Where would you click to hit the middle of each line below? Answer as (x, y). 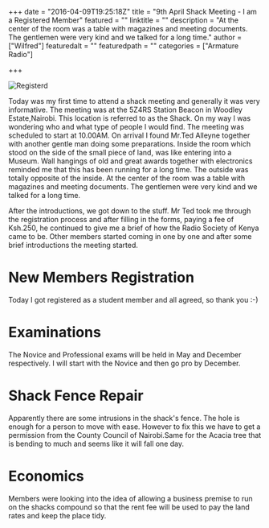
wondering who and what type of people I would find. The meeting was (126, 127)
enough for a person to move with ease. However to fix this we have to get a (134, 427)
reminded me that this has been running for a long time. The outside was (128, 169)
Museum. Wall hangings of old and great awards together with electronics (130, 161)
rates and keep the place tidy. (57, 515)
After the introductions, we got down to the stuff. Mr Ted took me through (130, 211)
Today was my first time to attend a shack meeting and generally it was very (134, 101)
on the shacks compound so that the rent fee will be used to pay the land (129, 507)
